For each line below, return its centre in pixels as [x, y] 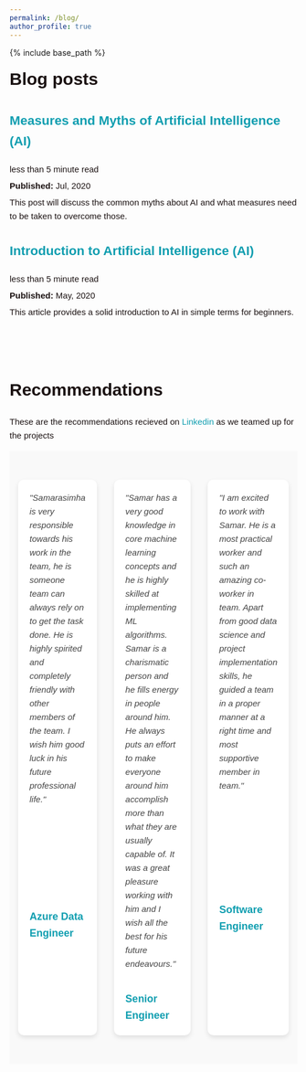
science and [242, 634]
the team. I [50, 730]
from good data [248, 621]
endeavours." [150, 963]
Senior [141, 999]
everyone [143, 771]
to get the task [57, 621]
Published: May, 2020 [53, 295]
